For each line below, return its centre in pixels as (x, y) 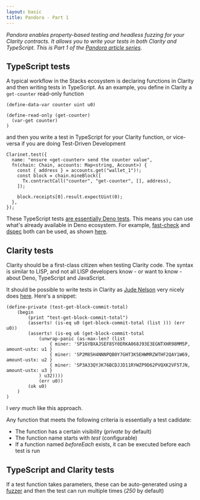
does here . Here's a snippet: (41, 296)
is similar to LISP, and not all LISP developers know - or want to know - (94, 272)
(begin (25, 312)
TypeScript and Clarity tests (60, 470)
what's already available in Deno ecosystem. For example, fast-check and (98, 225)
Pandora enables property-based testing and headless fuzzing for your (95, 34)
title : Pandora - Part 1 (37, 18)
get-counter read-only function (45, 94)
